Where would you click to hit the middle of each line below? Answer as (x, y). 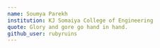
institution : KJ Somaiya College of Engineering (80, 20)
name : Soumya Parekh (38, 14)
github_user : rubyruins (42, 34)
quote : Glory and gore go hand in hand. (68, 27)
